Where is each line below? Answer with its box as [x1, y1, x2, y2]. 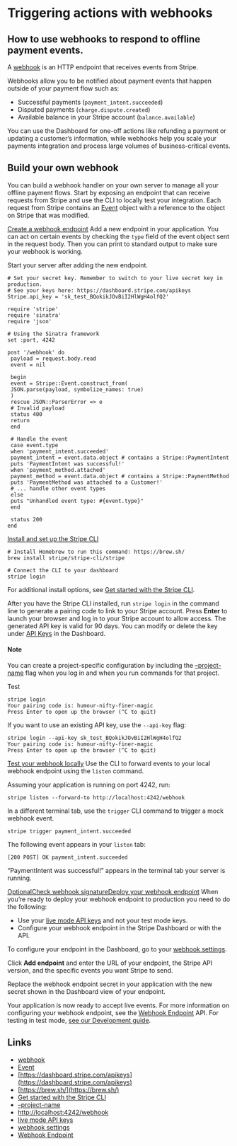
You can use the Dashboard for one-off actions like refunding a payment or [7, 127, 226, 135]
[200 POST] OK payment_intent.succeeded [7, 854, 129, 861]
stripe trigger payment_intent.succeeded [7, 828, 132, 835]
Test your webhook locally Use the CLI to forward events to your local [7, 759, 211, 768]
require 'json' [7, 318, 52, 325]
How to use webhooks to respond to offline [7, 33, 200, 45]
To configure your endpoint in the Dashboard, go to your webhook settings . [7, 945, 228, 954]
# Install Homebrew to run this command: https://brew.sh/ [7, 548, 185, 555]
